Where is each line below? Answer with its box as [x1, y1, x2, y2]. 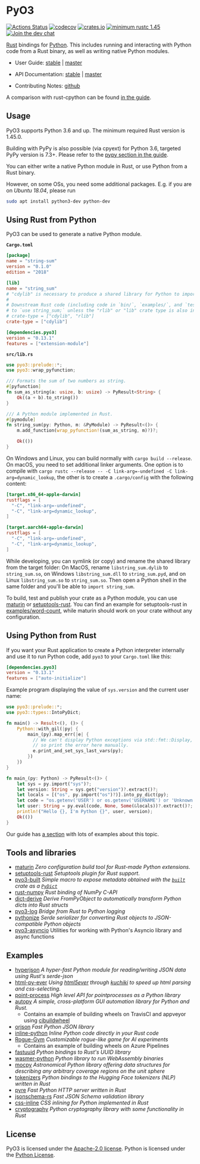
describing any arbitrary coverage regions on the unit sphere [14, 1067, 165, 1075]
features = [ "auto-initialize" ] [6, 675, 86, 681]
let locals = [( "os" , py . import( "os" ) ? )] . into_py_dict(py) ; [17, 792, 169, 798]
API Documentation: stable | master [14, 70, 102, 77]
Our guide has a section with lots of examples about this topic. [6, 830, 160, 837]
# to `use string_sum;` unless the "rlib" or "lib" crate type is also [6, 308, 187, 313]
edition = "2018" [6, 269, 49, 275]
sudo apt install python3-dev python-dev [6, 198, 111, 204]
